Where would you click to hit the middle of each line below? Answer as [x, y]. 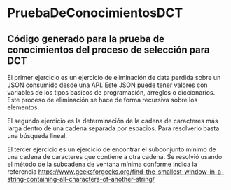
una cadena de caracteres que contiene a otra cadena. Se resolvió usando [115, 157]
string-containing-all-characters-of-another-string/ [81, 179]
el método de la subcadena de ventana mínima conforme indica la [102, 164]
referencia [22, 172]
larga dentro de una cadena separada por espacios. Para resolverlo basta [113, 128]
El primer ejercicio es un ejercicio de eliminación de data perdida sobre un [114, 77]
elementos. [23, 107]
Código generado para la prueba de [86, 39]
